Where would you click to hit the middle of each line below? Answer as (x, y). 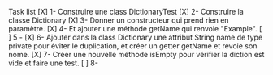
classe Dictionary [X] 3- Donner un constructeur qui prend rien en (119, 20)
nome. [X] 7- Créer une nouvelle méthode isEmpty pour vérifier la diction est (136, 54)
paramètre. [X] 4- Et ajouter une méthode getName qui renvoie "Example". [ (135, 29)
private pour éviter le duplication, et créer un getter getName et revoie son (133, 46)
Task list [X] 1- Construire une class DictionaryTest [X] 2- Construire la (126, 12)
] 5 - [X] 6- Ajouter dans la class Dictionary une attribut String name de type (136, 37)
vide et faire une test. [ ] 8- (54, 63)
